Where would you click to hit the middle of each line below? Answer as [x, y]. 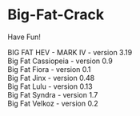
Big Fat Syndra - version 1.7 [53, 94]
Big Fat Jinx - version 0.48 [51, 78]
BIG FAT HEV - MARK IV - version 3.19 [70, 52]
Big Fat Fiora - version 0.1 [49, 69]
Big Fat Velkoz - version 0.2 [53, 103]
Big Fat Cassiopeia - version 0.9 [60, 61]
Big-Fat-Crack [56, 15]
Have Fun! [24, 37]
